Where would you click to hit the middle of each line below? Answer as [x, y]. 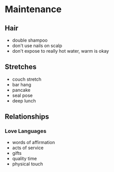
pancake [21, 90]
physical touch [27, 164]
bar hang [22, 84]
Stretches [21, 67]
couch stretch [27, 79]
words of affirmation [34, 142]
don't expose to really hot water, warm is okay [61, 51]
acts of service [28, 148]
